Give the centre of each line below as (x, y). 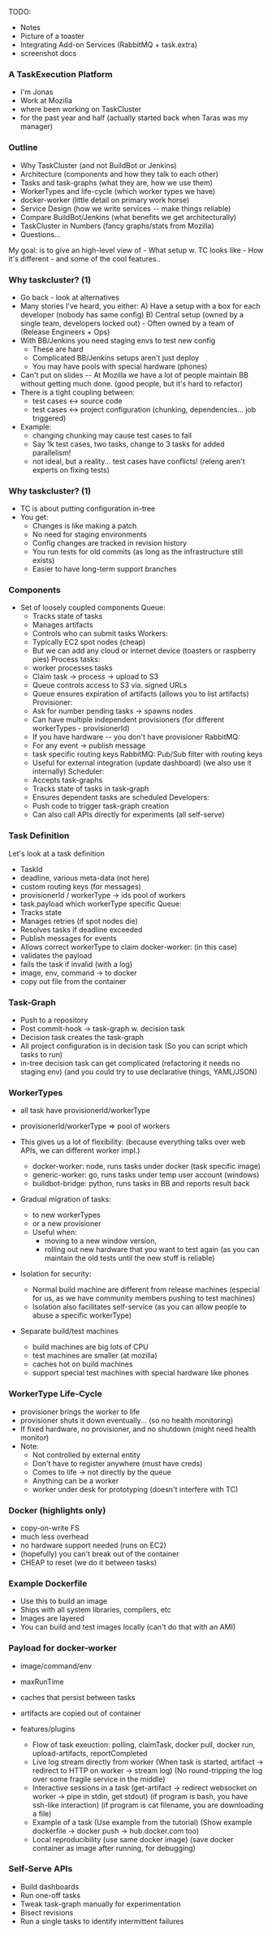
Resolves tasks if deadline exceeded (81, 930)
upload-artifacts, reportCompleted (90, 1753)
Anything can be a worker (76, 1480)
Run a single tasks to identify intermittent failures (102, 1921)
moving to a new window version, (100, 1241)
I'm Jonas (37, 92)
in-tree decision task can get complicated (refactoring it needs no (130, 1064)
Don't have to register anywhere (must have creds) (117, 1463)
